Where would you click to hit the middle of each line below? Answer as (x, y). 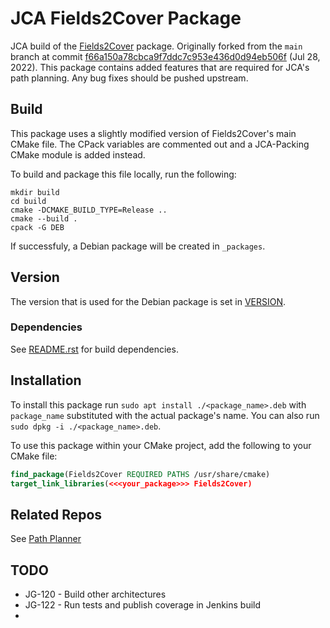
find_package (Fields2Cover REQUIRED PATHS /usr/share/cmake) (140, 474)
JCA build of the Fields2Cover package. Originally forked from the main (156, 46)
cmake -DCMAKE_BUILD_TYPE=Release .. (89, 210)
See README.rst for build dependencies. (94, 349)
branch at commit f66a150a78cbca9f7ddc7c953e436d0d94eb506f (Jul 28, (165, 56)
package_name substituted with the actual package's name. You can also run (165, 415)
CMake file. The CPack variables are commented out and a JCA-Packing (160, 144)
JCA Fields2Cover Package (126, 18)
